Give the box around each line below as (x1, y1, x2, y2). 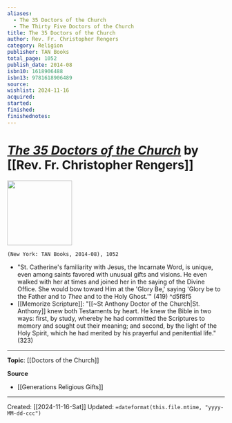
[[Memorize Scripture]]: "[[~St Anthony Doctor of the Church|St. (17, 299, 200, 308)
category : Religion (7, 42, 64, 49)
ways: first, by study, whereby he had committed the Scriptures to (17, 314, 205, 322)
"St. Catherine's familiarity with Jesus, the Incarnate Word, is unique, (17, 263, 213, 271)
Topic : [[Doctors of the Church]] (7, 356, 99, 364)
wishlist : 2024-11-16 (7, 87, 70, 94)
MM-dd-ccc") (7, 410, 41, 417)
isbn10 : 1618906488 (7, 68, 64, 75)
